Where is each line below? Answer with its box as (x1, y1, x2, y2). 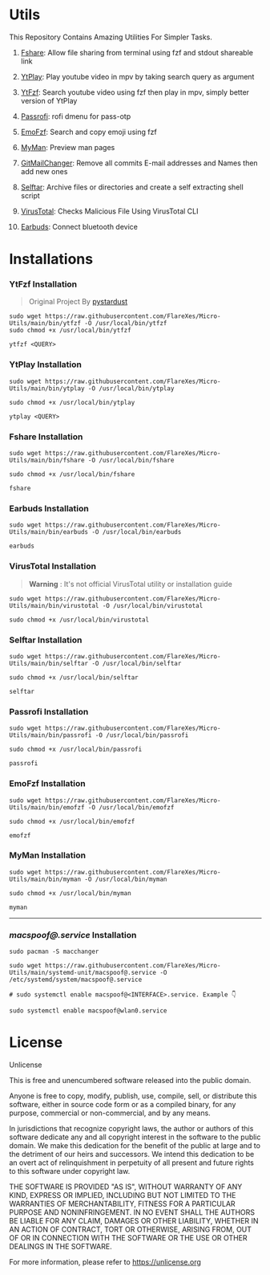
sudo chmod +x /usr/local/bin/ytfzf (9, 327, 131, 335)
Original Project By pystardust (28, 297, 128, 307)
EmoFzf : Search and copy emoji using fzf (20, 127, 157, 136)
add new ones (20, 166, 68, 176)
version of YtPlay (20, 96, 78, 105)
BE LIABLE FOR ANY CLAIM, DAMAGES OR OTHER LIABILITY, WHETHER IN (9, 1216, 259, 1226)
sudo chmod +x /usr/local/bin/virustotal (9, 616, 150, 624)
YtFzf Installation (9, 279, 78, 290)
